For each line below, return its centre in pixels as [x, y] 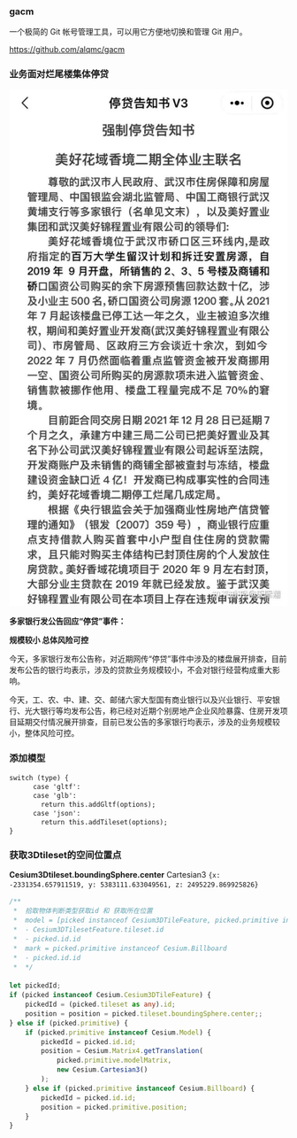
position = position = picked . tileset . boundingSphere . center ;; [144, 1014]
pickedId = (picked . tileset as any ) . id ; [100, 1005]
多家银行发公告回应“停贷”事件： [68, 621]
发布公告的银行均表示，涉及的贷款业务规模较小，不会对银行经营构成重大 [141, 670]
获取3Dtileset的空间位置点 [65, 855]
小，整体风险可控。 [44, 732]
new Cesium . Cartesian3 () [102, 1070]
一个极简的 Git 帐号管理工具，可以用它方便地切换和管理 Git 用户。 [128, 32]
